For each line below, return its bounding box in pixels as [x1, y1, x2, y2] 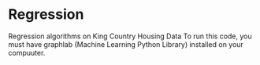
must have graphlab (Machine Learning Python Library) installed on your [8, 39, 244, 49]
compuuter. [8, 48, 46, 57]
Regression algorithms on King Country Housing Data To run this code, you [8, 31, 252, 41]
